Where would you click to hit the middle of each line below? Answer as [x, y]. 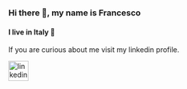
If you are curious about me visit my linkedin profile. [94, 50]
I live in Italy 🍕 [32, 32]
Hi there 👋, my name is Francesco [75, 13]
